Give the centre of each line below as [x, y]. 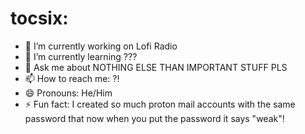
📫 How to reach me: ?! [72, 78]
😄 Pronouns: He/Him [68, 93]
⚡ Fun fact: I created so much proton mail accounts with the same [160, 104]
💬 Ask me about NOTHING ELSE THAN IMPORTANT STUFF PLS [156, 67]
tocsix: [39, 18]
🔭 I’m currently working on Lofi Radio [101, 46]
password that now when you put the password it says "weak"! [154, 118]
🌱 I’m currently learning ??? [81, 56]
